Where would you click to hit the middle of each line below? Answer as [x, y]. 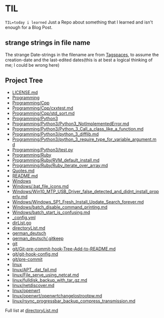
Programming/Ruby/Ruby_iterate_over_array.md [60, 165]
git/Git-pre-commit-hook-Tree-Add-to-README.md [64, 249]
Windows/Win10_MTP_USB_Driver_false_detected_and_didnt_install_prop [85, 191]
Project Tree [24, 81]
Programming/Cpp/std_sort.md [43, 113]
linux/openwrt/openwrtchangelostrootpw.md [57, 295]
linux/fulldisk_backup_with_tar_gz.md [50, 280]
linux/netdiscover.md [33, 285]
